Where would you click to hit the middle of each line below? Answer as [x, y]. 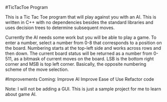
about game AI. [21, 94]
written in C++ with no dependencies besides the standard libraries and [79, 22]
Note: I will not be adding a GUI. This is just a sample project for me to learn [83, 89]
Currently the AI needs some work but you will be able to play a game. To [81, 37]
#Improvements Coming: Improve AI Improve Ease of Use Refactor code [80, 79]
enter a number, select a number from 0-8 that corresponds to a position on [83, 43]
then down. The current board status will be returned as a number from [79, 53]
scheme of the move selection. [37, 69]
